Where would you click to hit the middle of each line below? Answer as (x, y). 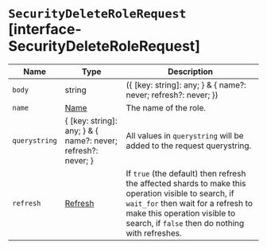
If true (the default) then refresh (186, 173)
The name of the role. (166, 107)
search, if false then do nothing (185, 223)
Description (190, 72)
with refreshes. (154, 233)
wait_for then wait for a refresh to (189, 203)
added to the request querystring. (189, 146)
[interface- (45, 29)
